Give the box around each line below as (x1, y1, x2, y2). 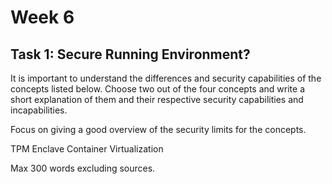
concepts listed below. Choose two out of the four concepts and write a (10, 83, 306, 95)
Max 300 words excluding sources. (10, 162, 156, 174)
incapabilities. (10, 104, 68, 116)
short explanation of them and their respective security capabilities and (10, 94, 304, 105)
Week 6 (10, 6, 75, 29)
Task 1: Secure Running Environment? (10, 46, 251, 63)
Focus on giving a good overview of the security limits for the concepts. (10, 124, 307, 135)
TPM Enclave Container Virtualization (10, 143, 164, 155)
